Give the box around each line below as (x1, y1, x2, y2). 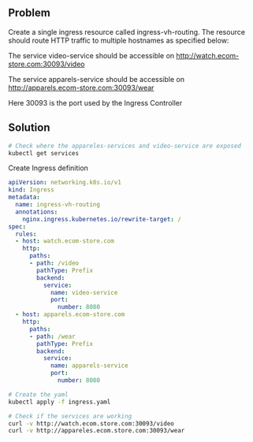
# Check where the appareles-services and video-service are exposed (8, 142, 242, 150)
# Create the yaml (8, 390, 69, 399)
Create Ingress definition (8, 163, 89, 173)
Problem (8, 6, 51, 20)
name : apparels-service (50, 362, 128, 370)
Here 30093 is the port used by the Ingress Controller (8, 98, 183, 107)
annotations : (15, 208, 58, 216)
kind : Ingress (8, 186, 55, 194)
